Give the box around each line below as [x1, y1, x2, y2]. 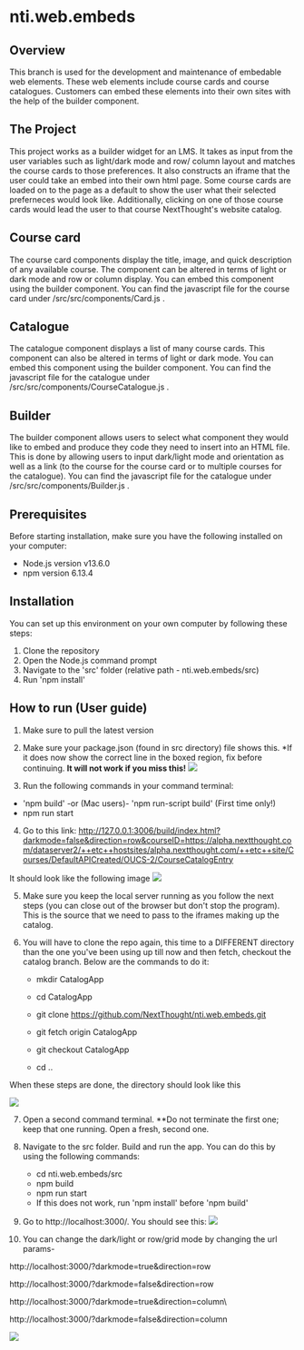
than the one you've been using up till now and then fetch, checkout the [22, 946, 292, 957]
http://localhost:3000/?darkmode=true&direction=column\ [9, 1296, 227, 1306]
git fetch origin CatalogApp [35, 1026, 138, 1037]
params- [22, 1243, 55, 1254]
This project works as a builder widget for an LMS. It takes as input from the [9, 145, 293, 156]
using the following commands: [22, 1150, 141, 1161]
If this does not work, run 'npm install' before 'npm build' [35, 1197, 249, 1208]
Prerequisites [9, 507, 87, 522]
